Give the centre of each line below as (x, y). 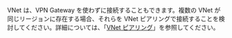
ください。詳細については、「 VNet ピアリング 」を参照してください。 (122, 27)
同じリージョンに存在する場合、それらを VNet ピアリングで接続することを (113, 19)
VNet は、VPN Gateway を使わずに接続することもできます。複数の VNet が (114, 10)
